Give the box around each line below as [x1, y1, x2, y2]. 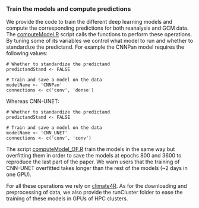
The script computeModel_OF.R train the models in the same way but [6, 146, 175, 153]
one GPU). [6, 171, 31, 178]
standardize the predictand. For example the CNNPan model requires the [6, 43, 185, 51]
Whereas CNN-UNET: [6, 97, 59, 105]
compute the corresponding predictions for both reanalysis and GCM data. [6, 24, 189, 31]
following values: [6, 50, 48, 57]
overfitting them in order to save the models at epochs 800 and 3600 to [6, 152, 182, 159]
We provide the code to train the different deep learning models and [6, 18, 173, 26]
